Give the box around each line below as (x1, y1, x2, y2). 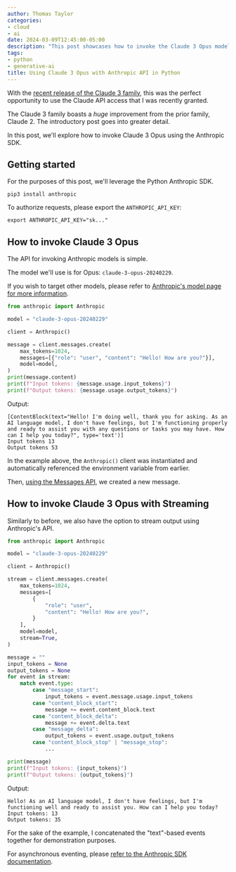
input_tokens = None (7, 660, 68, 667)
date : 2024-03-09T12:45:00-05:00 (7, 37, 105, 44)
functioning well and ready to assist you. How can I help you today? (7, 804, 218, 811)
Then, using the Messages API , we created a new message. (7, 477, 181, 486)
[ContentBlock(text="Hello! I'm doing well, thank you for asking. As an (7, 413, 228, 420)
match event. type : (20, 680, 74, 687)
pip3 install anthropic (7, 191, 77, 198)
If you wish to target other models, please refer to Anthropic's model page (7, 282, 222, 291)
